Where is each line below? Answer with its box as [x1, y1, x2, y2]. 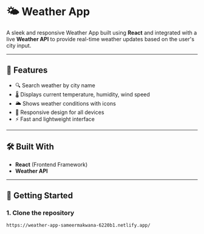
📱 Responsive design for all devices [15, 109, 104, 116]
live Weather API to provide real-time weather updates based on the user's [6, 35, 195, 42]
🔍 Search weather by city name [15, 81, 95, 89]
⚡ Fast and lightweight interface [15, 115, 95, 122]
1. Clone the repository [6, 209, 75, 217]
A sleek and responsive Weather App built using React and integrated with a [6, 28, 197, 36]
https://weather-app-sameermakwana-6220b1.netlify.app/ [6, 222, 151, 229]
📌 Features [6, 65, 48, 76]
